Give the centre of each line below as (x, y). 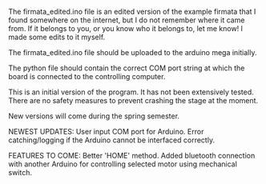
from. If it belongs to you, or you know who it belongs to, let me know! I (125, 28)
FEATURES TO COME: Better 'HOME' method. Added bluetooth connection (132, 156)
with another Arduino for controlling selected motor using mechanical (123, 164)
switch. (20, 172)
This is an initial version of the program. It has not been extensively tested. (131, 92)
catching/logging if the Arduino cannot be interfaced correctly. (111, 140)
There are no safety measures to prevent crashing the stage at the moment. (133, 100)
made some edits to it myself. (57, 37)
